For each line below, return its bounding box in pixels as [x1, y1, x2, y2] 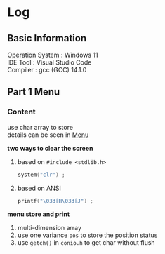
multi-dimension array [17, 224, 82, 232]
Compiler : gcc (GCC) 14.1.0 [7, 66, 87, 74]
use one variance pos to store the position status [17, 231, 158, 239]
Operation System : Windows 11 [7, 51, 98, 59]
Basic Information [7, 32, 87, 44]
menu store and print [7, 210, 70, 218]
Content [7, 107, 37, 116]
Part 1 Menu [7, 86, 60, 98]
